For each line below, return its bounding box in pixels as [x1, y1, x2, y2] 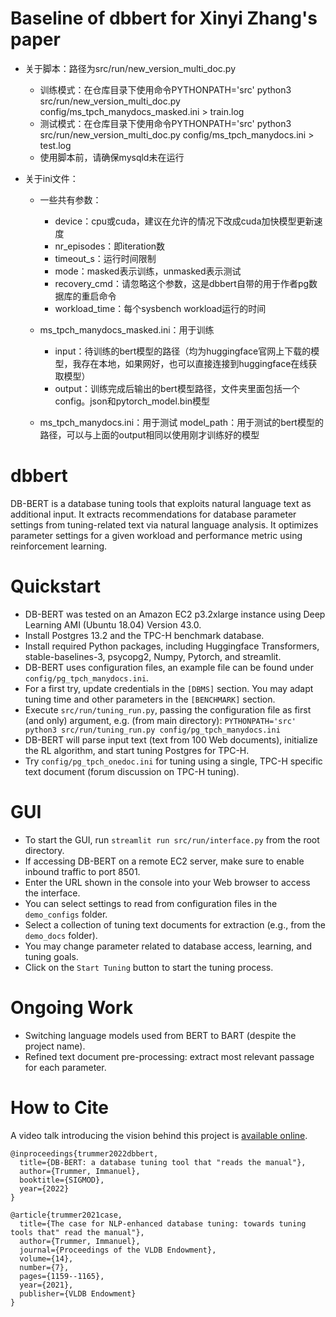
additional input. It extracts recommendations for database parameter [10, 508, 297, 520]
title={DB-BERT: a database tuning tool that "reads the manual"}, [19, 1157, 307, 1167]
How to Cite [10, 1096, 109, 1119]
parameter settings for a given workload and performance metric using [10, 529, 303, 541]
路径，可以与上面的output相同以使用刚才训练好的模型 [39, 428, 260, 441]
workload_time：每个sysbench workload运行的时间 [54, 302, 267, 314]
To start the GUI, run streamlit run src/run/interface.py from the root [24, 833, 320, 846]
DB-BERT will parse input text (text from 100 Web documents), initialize [24, 733, 318, 746]
